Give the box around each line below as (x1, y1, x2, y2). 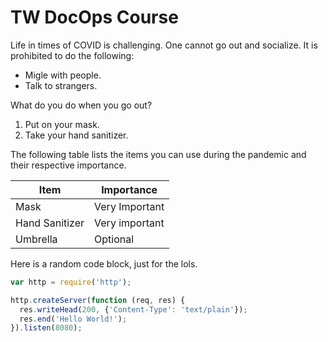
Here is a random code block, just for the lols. (10, 257, 198, 270)
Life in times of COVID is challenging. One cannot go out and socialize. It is (10, 39, 318, 51)
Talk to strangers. (24, 79, 98, 91)
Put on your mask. (24, 118, 100, 130)
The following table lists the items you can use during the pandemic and (10, 148, 307, 160)
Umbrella (15, 232, 58, 246)
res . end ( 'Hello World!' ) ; (19, 314, 128, 324)
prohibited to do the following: (10, 49, 135, 61)
